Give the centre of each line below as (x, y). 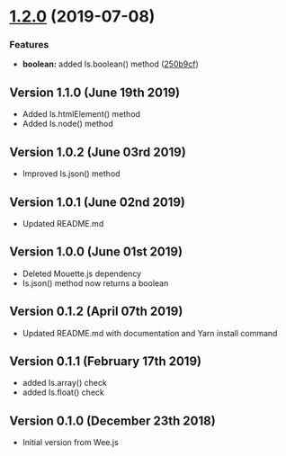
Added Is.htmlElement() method (81, 114)
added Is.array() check (65, 383)
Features (29, 45)
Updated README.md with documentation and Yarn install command (150, 333)
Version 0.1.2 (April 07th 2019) (96, 312)
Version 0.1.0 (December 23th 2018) (112, 420)
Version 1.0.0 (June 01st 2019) (96, 252)
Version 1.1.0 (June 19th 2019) (95, 92)
